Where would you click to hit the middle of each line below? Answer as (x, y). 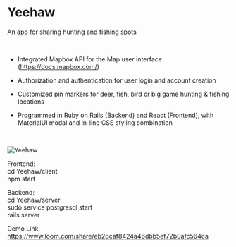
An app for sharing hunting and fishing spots (72, 32)
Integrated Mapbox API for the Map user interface (90, 59)
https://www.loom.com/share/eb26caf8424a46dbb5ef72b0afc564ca (108, 236)
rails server (24, 215)
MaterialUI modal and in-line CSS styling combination (95, 122)
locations (31, 101)
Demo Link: (24, 228)
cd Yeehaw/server (34, 200)
